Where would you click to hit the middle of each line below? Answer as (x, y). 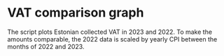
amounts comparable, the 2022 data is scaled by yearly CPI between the (112, 39)
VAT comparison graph (76, 13)
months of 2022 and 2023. (46, 46)
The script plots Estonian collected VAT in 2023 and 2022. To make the (110, 32)
